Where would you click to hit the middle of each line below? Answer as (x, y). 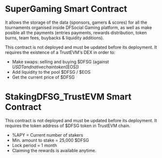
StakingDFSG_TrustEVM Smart (68, 97)
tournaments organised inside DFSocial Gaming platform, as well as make (79, 27)
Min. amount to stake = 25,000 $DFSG (50, 140)
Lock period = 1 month (34, 145)
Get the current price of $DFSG (43, 77)
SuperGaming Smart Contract (66, 9)
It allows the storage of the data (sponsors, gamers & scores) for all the (76, 22)
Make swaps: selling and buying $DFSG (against (60, 62)
